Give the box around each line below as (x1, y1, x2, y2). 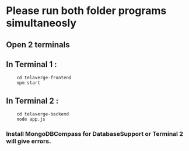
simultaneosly (6, 16, 77, 30)
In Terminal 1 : (6, 59, 57, 69)
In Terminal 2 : (6, 96, 59, 106)
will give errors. (6, 137, 51, 145)
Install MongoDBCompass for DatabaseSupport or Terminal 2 (6, 130, 184, 138)
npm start (16, 80, 41, 86)
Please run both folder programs (6, 4, 167, 17)
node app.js (16, 117, 45, 122)
